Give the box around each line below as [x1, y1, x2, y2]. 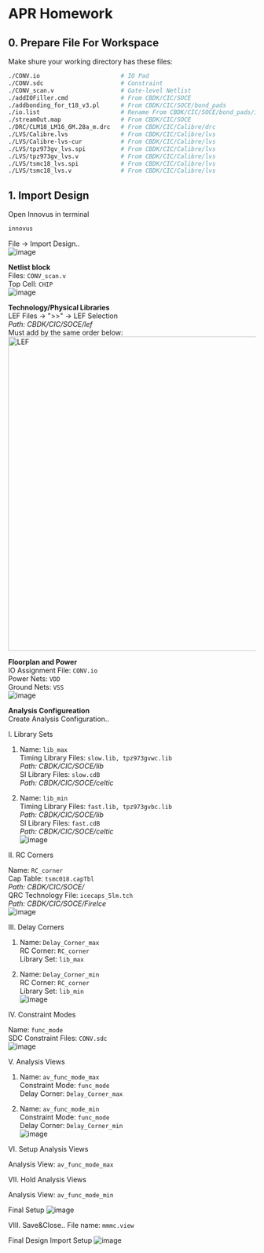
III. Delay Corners [8, 922, 64, 932]
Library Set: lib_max [19, 954, 84, 963]
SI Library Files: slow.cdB [19, 769, 101, 779]
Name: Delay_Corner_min [19, 969, 100, 979]
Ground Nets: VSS [8, 682, 64, 691]
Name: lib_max [19, 744, 68, 754]
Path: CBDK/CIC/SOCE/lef [8, 319, 93, 328]
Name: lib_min [19, 793, 68, 802]
